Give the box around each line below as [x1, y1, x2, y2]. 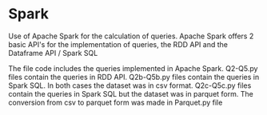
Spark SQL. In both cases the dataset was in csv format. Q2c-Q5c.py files [8, 81, 252, 90]
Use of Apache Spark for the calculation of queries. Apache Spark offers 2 [8, 31, 254, 41]
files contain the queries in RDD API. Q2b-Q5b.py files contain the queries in [8, 72, 260, 81]
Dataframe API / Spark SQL [8, 48, 98, 57]
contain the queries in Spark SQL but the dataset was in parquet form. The [8, 89, 253, 98]
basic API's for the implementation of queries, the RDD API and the [8, 39, 228, 49]
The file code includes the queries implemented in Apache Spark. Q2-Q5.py [8, 63, 258, 73]
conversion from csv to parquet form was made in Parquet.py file [8, 97, 223, 107]
